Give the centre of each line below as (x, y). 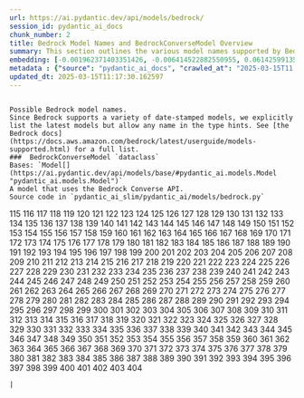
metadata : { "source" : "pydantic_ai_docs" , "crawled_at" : (121, 69)
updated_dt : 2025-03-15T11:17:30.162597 (87, 77)
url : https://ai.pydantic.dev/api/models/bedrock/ (107, 18)
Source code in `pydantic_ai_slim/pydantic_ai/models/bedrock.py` (137, 197)
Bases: (22, 165)
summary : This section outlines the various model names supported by (145, 52)
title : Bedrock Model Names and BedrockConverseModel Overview (131, 43)
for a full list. (107, 149)
